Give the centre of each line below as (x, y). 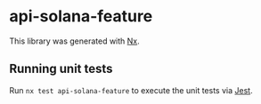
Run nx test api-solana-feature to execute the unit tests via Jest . (131, 90)
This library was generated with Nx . (74, 41)
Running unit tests (61, 69)
